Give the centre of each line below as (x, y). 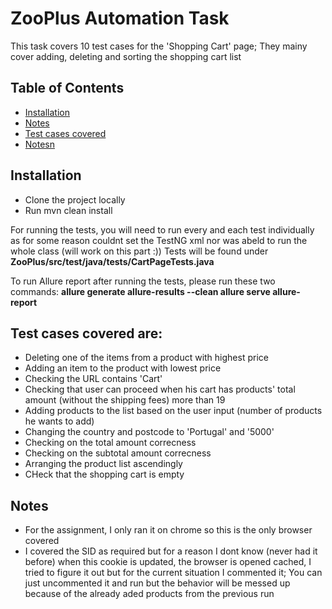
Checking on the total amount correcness (110, 443)
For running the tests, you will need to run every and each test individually (162, 229)
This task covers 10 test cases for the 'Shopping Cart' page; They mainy (159, 46)
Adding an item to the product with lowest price (123, 368)
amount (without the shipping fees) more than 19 (125, 400)
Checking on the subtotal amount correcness (118, 453)
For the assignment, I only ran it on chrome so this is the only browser (168, 530)
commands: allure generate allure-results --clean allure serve (140, 291)
